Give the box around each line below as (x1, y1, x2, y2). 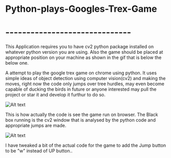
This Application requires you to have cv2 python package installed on (5, 44, 154, 50)
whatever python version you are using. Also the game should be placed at (5, 49, 163, 55)
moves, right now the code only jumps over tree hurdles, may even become (5, 81, 165, 87)
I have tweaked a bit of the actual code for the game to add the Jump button (5, 142, 166, 149)
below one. (5, 60, 29, 66)
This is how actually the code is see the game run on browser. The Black (5, 111, 158, 118)
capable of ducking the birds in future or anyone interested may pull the (5, 86, 157, 92)
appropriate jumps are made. (5, 123, 67, 129)
